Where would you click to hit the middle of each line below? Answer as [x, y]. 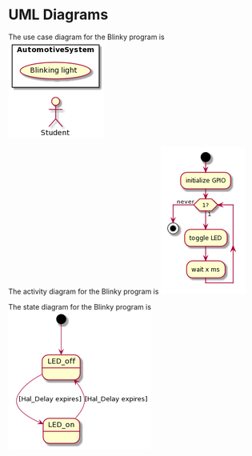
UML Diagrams [58, 15]
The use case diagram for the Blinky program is [87, 37]
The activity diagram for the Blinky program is [84, 291]
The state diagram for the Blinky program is [80, 306]
